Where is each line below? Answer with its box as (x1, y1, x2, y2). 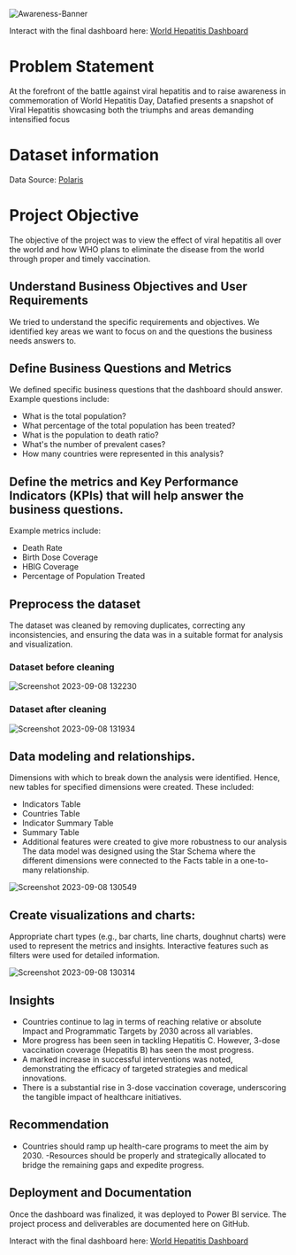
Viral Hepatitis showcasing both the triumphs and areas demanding (9, 105, 254, 115)
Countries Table (21, 809, 80, 819)
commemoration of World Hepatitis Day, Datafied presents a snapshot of (9, 95, 274, 105)
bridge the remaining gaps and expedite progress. (21, 1159, 205, 1170)
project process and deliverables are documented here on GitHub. (9, 1218, 250, 1228)
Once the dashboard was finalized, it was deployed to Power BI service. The (9, 1209, 287, 1220)
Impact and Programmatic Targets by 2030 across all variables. (21, 1026, 254, 1036)
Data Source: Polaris (9, 174, 84, 185)
